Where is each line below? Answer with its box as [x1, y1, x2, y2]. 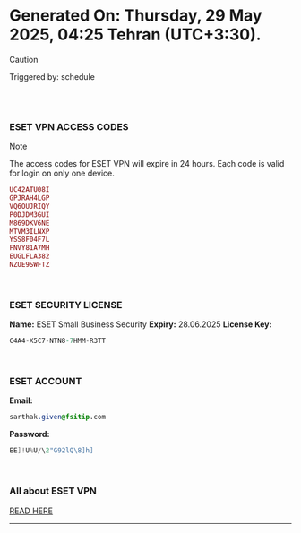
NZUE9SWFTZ [9, 261, 50, 270]
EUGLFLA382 [9, 252, 50, 261]
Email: [9, 395, 33, 406]
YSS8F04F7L [9, 235, 50, 245]
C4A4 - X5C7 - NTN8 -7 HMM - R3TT [9, 337, 106, 346]
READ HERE [9, 505, 54, 516]
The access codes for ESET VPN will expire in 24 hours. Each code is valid [9, 159, 285, 169]
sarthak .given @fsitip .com [9, 413, 106, 422]
